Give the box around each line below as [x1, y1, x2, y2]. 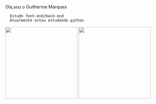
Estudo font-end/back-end [10, 13, 64, 18]
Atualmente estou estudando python [10, 18, 84, 23]
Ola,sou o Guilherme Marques [5, 4, 67, 9]
